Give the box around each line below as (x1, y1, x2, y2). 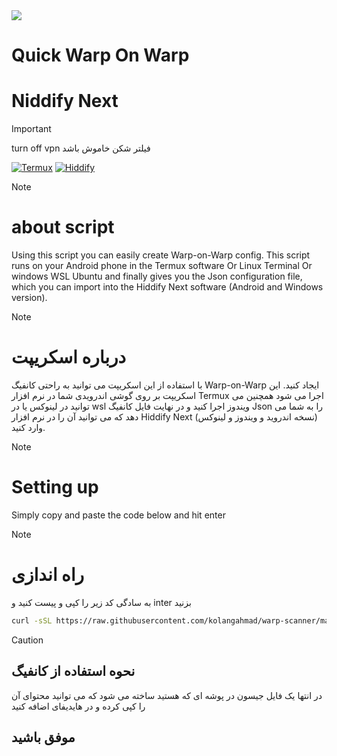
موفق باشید (11, 729, 76, 746)
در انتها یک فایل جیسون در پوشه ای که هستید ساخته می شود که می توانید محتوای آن (11, 689, 323, 701)
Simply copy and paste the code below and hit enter (11, 509, 226, 521)
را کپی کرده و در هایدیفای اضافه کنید (11, 700, 146, 712)
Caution (11, 634, 44, 646)
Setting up (11, 476, 99, 499)
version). (11, 292, 48, 304)
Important (11, 123, 52, 135)
